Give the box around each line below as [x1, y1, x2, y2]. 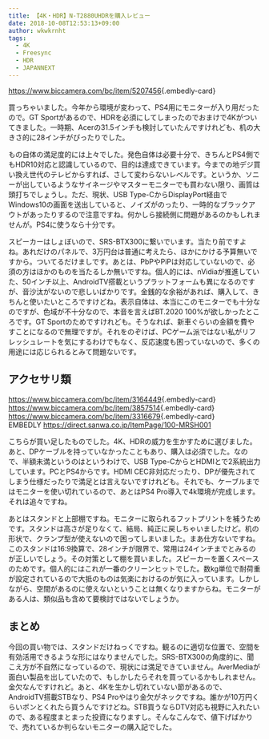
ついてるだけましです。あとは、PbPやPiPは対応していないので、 [35, 256, 248, 266]
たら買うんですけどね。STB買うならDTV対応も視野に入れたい [57, 702, 260, 712]
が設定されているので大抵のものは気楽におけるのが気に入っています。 [8, 574, 239, 584]
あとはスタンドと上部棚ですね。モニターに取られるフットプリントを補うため [8, 514, 261, 523]
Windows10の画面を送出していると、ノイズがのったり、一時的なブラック [8, 200, 249, 209]
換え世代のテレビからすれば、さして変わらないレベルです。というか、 [14, 169, 246, 179]
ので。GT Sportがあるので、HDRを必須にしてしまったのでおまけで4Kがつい [8, 112, 258, 122]
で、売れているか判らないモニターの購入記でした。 [8, 722, 177, 732]
